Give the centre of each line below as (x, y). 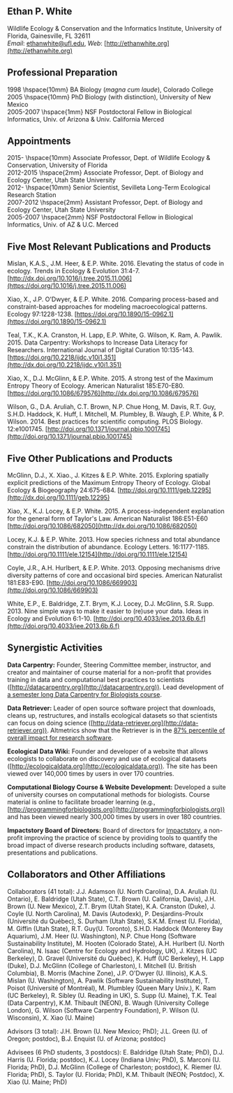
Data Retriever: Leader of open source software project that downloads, (112, 708)
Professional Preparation (62, 73)
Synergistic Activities (55, 648)
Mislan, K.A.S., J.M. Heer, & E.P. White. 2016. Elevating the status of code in (116, 263)
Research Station (32, 195)
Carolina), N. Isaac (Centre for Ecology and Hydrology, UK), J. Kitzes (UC (112, 950)
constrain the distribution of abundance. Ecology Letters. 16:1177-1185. (108, 547)
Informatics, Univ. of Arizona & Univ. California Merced (86, 119)
